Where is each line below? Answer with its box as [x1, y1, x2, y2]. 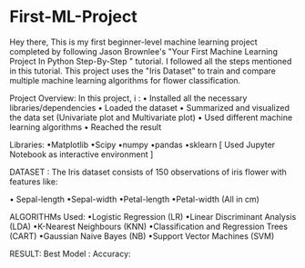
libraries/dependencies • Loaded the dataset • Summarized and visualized [9, 102, 290, 113]
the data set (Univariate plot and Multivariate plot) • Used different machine [9, 112, 293, 123]
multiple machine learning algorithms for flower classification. [9, 74, 241, 85]
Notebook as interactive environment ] [9, 148, 154, 160]
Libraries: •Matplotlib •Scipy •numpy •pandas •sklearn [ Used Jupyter [9, 139, 276, 150]
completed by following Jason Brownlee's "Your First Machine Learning [9, 45, 278, 56]
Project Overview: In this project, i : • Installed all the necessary [9, 93, 248, 104]
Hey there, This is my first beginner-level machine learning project [9, 36, 258, 47]
